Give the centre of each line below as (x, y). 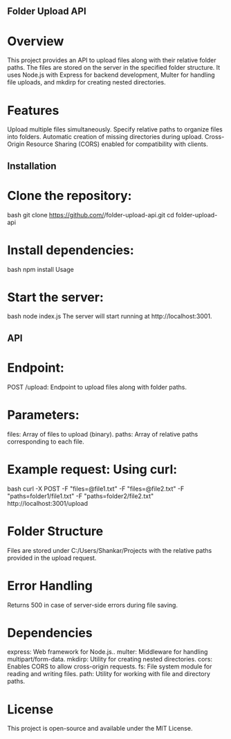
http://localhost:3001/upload (48, 503)
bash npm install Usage (40, 269)
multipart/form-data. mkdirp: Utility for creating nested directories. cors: (110, 659)
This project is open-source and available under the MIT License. (100, 729)
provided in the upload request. (52, 558)
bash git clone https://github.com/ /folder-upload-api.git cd (91, 215)
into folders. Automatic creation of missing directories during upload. (105, 137)
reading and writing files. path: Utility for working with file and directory (109, 674)
